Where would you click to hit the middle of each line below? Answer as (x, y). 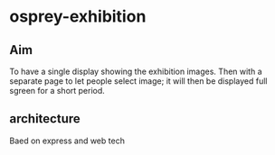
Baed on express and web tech (67, 141)
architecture (45, 119)
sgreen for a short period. (57, 91)
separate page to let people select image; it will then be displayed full (138, 81)
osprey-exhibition (78, 17)
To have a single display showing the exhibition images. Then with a (136, 71)
